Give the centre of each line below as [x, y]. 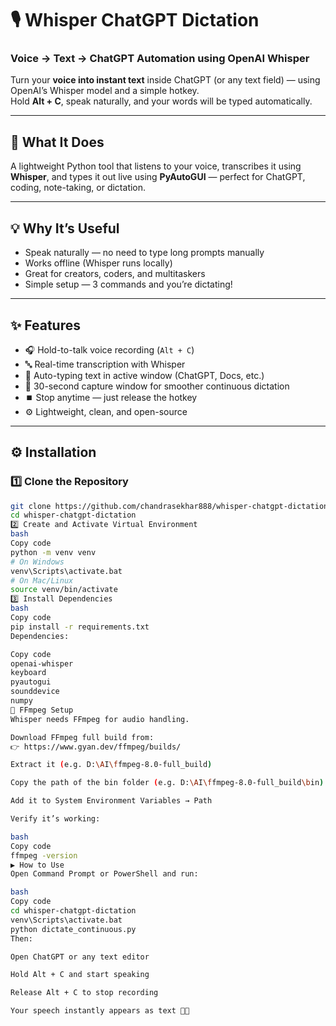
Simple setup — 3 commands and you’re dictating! [128, 284]
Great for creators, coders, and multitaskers [115, 274]
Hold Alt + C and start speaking [80, 975]
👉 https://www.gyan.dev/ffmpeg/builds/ [96, 747]
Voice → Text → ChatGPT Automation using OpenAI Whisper [160, 59]
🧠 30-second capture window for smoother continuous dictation [157, 386]
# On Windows [37, 562]
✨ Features [45, 325]
